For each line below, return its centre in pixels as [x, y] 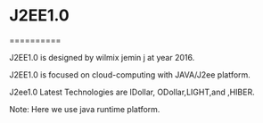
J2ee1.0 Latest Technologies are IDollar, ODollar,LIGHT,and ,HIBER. [132, 92]
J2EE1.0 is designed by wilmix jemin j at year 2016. [102, 57]
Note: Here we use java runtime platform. [85, 109]
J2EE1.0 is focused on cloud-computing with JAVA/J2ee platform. [130, 74]
